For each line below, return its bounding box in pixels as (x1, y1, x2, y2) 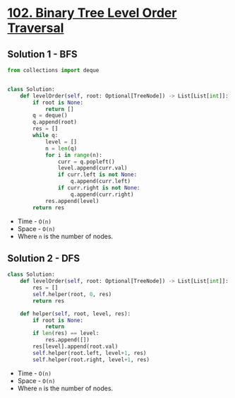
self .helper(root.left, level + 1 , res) (32, 349, 147, 356)
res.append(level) (44, 197, 100, 204)
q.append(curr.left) (70, 178, 131, 185)
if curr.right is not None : (57, 185, 140, 192)
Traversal (7, 20, 64, 36)
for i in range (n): (44, 151, 102, 158)
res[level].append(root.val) (32, 343, 119, 351)
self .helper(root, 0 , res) (32, 291, 112, 298)
